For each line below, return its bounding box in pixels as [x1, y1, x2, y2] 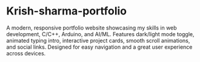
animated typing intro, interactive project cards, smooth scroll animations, [6, 37, 190, 44]
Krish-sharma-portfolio [6, 4, 127, 18]
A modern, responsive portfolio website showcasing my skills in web [6, 24, 177, 31]
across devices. [6, 49, 46, 57]
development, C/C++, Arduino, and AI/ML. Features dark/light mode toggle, [6, 30, 195, 37]
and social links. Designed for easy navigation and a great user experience [6, 43, 193, 51]
